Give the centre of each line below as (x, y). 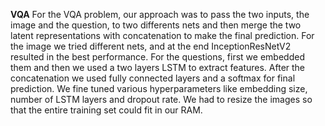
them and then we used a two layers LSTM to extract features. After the (158, 67)
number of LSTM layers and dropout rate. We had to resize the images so (161, 99)
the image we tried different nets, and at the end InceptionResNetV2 (151, 46)
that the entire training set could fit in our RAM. (106, 110)
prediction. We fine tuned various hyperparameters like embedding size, (159, 88)
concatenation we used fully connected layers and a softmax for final (153, 78)
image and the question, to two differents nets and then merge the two (156, 25)
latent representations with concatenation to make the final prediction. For (162, 35)
